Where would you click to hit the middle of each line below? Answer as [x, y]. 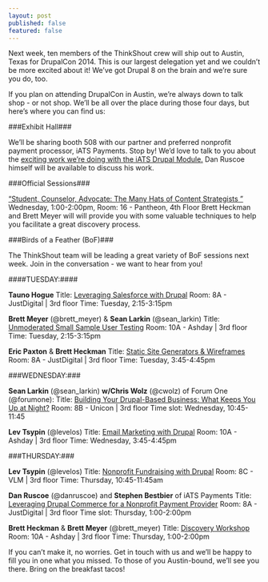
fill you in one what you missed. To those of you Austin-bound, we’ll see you [134, 560]
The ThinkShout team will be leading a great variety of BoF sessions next [129, 255]
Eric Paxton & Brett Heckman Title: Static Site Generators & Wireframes [127, 351]
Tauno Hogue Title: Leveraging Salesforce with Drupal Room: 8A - [118, 295]
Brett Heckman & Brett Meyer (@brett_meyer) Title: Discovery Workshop [129, 528]
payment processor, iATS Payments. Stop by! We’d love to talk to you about [132, 151]
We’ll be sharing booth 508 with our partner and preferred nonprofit [120, 142]
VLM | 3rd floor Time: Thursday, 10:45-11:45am [86, 480]
